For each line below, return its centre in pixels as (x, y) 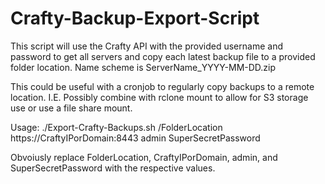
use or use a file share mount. (71, 108)
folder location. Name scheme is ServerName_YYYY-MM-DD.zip (143, 67)
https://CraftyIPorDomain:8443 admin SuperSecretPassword (135, 138)
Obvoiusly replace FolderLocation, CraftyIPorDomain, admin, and (144, 157)
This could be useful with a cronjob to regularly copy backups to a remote (162, 86)
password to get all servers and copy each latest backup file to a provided (163, 56)
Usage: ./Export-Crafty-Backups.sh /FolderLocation (116, 127)
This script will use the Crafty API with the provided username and (146, 46)
